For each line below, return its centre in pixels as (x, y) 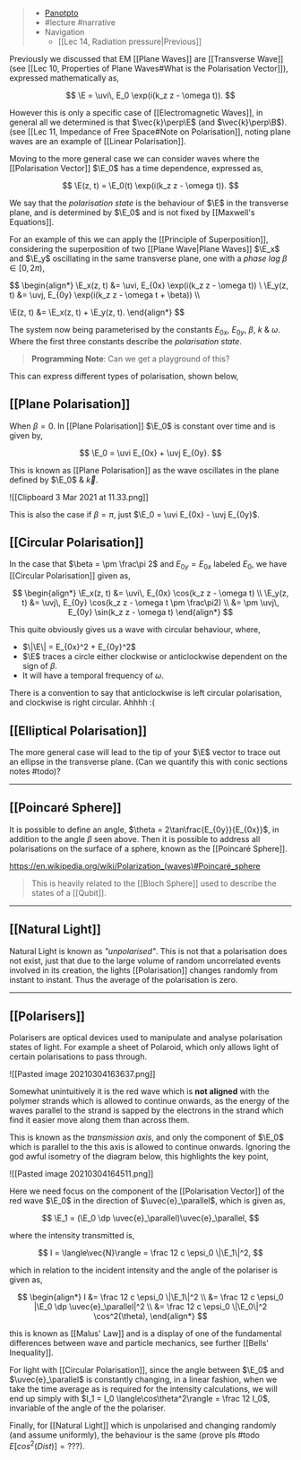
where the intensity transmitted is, (72, 1236)
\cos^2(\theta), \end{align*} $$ (150, 1317)
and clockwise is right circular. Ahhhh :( (82, 702)
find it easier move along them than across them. (99, 1120)
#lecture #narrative (80, 22)
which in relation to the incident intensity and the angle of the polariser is (144, 1270)
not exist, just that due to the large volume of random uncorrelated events (145, 960)
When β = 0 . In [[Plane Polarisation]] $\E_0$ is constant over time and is (142, 426)
